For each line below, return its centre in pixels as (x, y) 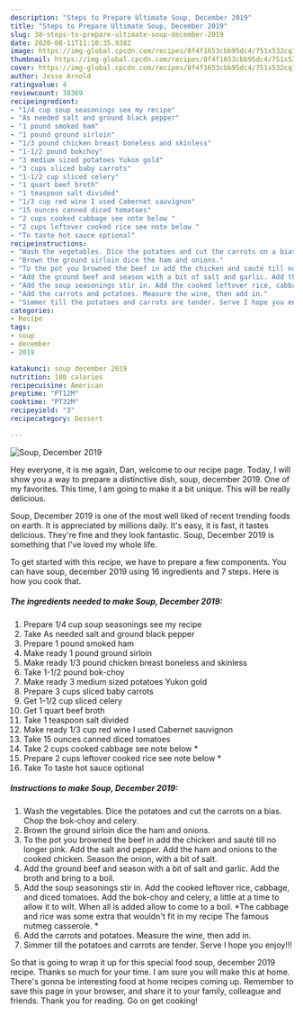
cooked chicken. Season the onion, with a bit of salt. (120, 858)
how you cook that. (46, 580)
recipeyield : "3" (43, 410)
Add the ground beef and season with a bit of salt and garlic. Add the (151, 868)
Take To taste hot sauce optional (84, 768)
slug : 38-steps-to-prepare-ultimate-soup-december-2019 (117, 34)
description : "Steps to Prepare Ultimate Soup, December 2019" (131, 18)
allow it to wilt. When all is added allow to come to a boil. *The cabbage (156, 906)
